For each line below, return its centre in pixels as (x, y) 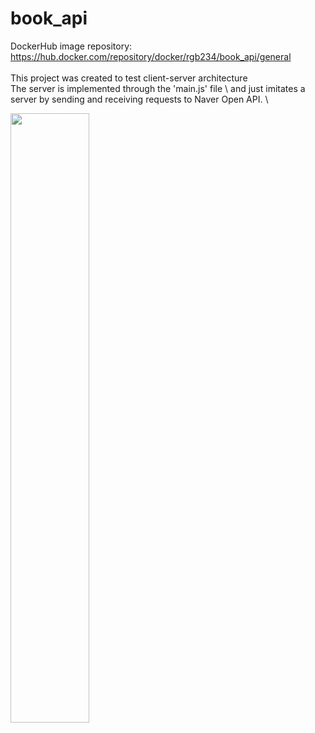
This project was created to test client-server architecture (129, 78)
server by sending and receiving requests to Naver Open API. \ (139, 99)
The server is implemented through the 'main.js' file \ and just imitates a (158, 88)
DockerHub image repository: (71, 46)
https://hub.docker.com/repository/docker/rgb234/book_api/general (151, 56)
